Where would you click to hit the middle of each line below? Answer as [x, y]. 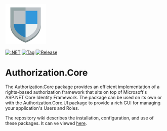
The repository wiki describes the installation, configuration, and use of [79, 118]
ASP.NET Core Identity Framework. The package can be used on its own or [83, 97]
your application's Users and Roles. [42, 108]
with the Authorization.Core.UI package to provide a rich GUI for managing [83, 103]
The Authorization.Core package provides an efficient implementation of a [82, 87]
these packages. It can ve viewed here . [46, 123]
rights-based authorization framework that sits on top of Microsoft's [76, 92]
